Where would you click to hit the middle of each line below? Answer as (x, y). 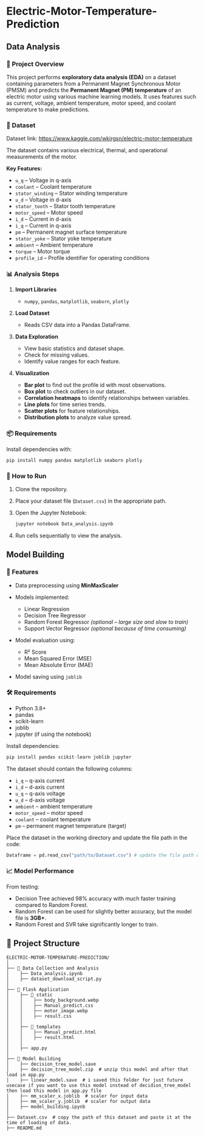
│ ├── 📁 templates (34, 1027)
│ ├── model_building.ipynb (46, 1107)
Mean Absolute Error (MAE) (59, 665)
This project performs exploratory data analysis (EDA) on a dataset (91, 77)
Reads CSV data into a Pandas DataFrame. (77, 325)
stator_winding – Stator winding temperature (71, 194)
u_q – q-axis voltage (40, 793)
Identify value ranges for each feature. (72, 362)
